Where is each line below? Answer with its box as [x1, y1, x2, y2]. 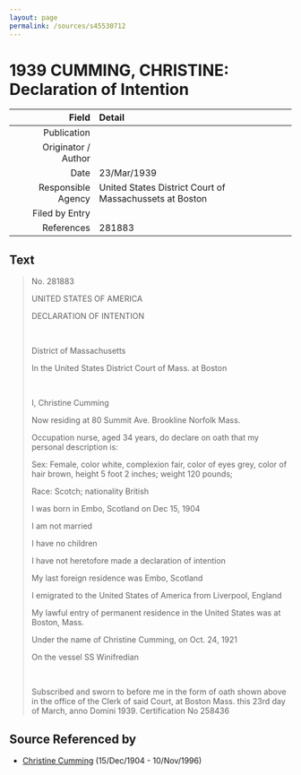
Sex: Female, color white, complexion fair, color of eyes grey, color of [30, 459, 288, 470]
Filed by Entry [32, 207, 91, 220]
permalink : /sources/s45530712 [9, 22, 126, 30]
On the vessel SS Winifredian [30, 651, 139, 663]
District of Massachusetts [30, 346, 126, 357]
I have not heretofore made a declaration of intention [30, 555, 227, 566]
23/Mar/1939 [99, 167, 157, 179]
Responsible [39, 181, 91, 194]
